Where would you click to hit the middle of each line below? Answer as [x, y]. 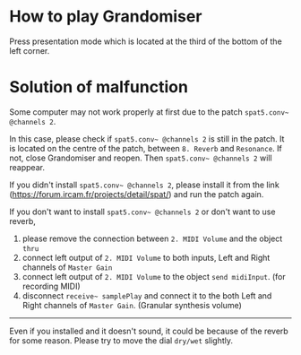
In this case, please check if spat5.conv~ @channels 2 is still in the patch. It [147, 139]
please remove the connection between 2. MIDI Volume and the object [152, 238]
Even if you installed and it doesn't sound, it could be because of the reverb [149, 331]
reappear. [27, 167]
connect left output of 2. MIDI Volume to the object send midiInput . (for [154, 276]
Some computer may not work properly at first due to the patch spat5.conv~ [149, 112]
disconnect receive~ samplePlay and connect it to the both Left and [147, 295]
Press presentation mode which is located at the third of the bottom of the [146, 41]
